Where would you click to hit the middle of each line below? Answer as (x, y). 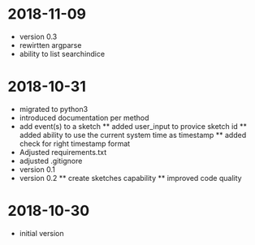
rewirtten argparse (50, 45)
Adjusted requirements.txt (63, 152)
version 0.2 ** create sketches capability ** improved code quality (130, 178)
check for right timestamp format (75, 144)
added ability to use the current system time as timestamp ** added (133, 135)
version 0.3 (38, 37)
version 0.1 (37, 169)
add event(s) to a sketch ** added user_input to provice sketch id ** (133, 126)
